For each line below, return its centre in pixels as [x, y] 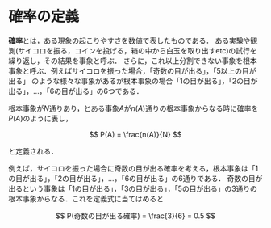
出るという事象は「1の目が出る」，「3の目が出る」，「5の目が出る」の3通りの [133, 188]
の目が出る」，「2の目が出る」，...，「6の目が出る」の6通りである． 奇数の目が [135, 178]
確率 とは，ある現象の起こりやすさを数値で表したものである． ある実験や [129, 40]
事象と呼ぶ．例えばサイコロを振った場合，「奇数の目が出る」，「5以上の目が [132, 70]
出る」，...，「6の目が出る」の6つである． [76, 91]
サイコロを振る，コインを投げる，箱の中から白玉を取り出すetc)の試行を [138, 50]
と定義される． [33, 151]
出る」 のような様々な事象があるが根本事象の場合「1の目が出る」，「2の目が [133, 81]
